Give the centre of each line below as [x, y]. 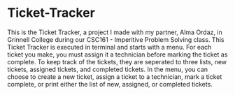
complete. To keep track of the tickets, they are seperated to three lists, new [117, 61]
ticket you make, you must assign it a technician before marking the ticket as [117, 54]
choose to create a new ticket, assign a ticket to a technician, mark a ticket [115, 76]
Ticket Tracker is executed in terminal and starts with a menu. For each [109, 47]
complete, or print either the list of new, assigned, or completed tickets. [110, 84]
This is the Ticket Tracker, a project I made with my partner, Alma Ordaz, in [115, 32]
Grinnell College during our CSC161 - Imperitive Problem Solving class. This [116, 39]
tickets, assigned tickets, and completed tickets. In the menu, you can [108, 69]
